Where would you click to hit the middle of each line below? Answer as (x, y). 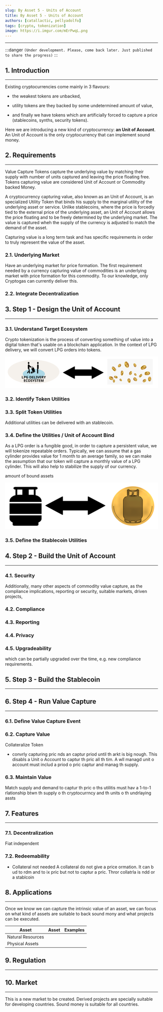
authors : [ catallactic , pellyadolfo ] (43, 20)
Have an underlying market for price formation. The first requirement (74, 266)
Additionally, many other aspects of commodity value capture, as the (74, 586)
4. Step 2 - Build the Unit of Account (60, 556)
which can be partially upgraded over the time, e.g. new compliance (73, 659)
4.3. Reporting (22, 622)
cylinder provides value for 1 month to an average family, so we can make (78, 456)
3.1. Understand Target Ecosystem (46, 329)
